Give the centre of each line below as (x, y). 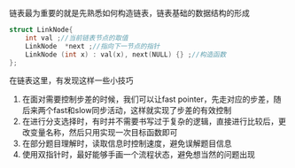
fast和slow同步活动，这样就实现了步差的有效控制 (142, 111)
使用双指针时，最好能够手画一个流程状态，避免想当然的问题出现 (138, 155)
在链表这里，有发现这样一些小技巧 (71, 80)
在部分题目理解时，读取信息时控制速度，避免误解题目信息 (127, 143)
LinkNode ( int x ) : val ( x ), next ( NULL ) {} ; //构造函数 (126, 54)
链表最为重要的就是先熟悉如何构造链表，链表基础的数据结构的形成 (129, 13)
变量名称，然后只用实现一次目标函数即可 (104, 133)
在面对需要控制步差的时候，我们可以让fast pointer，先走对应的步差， (148, 99)
